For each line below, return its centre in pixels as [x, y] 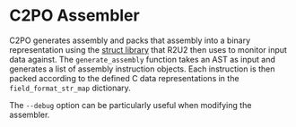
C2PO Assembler [75, 16]
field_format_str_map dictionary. [70, 88]
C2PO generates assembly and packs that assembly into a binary [130, 40]
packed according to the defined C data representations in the [124, 78]
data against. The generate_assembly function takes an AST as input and [143, 59]
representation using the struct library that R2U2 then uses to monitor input [148, 49]
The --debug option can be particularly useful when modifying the [131, 105]
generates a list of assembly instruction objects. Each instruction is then [142, 69]
